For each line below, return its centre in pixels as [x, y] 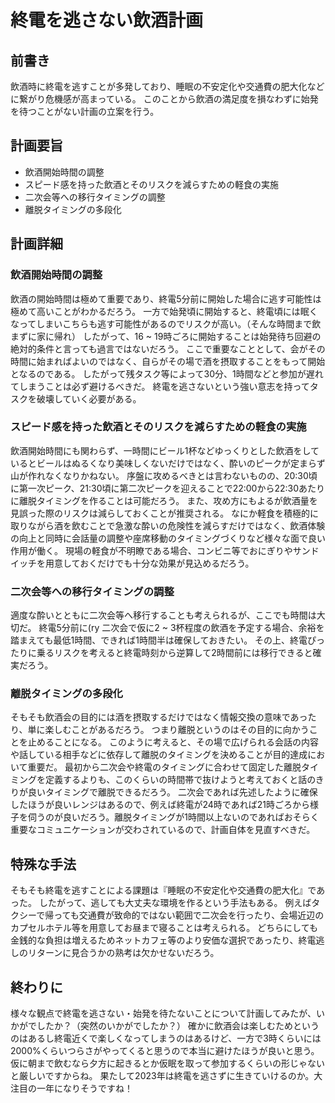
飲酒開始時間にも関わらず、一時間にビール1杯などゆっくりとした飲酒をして [165, 450]
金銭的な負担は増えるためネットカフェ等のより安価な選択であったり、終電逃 [167, 940]
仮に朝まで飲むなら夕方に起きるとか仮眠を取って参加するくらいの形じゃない [168, 1063]
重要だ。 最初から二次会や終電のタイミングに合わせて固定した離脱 [164, 767]
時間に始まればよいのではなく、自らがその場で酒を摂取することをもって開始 [168, 361]
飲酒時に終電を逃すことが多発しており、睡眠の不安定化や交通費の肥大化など [167, 86]
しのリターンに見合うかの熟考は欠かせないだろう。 [115, 953]
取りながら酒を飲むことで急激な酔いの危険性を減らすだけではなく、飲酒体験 [168, 525]
